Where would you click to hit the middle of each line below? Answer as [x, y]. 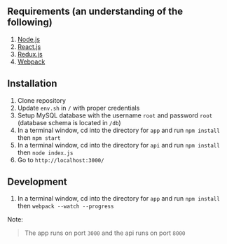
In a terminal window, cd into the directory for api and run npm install [119, 145]
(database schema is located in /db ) [69, 122]
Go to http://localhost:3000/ [61, 159]
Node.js [29, 39]
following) [30, 23]
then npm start [39, 137]
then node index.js [45, 152]
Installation [32, 84]
